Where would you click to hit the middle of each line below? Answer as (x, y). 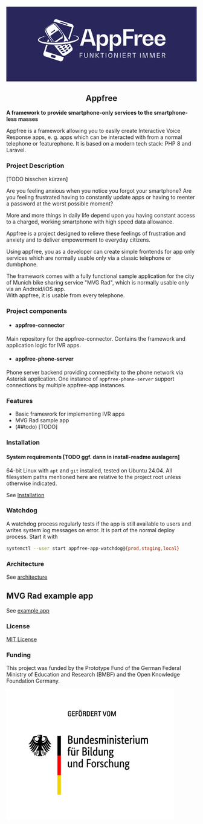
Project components (37, 311)
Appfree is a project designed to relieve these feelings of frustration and (96, 233)
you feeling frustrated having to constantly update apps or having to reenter (101, 197)
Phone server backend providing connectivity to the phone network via (95, 373)
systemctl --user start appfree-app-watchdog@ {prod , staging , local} (93, 548)
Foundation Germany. (33, 681)
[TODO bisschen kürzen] (37, 179)
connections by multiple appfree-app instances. (66, 385)
